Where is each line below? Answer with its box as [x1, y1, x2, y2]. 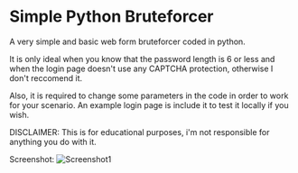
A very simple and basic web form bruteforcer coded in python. [9, 36, 246, 47]
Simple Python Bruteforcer [9, 6, 214, 27]
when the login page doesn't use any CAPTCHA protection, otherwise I [9, 63, 274, 74]
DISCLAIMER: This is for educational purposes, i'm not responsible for [9, 126, 270, 137]
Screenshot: [9, 153, 55, 164]
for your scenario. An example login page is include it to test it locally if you [9, 99, 289, 110]
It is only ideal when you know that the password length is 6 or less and [9, 53, 275, 64]
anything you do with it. [9, 136, 97, 147]
